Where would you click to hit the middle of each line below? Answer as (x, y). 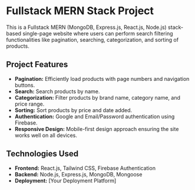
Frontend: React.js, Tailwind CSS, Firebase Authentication (85, 168)
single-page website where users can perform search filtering (98, 33)
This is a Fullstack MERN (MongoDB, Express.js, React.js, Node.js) (86, 27)
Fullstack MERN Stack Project (80, 11)
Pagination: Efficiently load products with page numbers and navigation (102, 78)
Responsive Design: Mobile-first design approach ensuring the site (97, 129)
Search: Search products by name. (57, 91)
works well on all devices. (46, 135)
